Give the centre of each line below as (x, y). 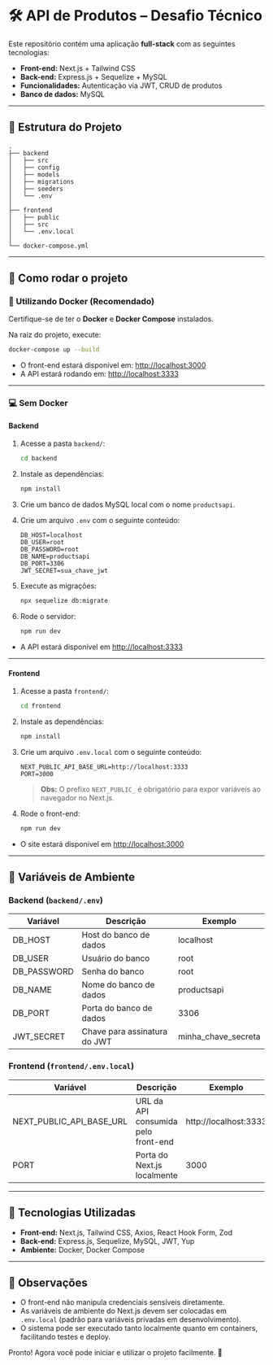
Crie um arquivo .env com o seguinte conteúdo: (100, 521)
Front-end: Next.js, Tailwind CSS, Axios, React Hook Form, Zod (126, 1232)
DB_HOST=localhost (51, 535)
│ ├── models (34, 174)
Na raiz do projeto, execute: (55, 335)
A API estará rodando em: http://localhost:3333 (99, 374)
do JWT (97, 1042)
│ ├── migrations (41, 181)
